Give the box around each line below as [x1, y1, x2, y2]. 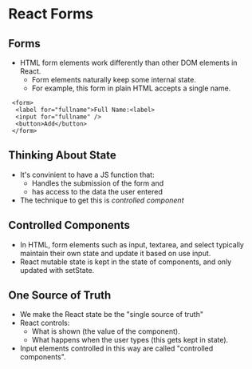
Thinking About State [8, 149, 117, 162]
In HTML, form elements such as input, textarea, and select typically [19, 239, 245, 249]
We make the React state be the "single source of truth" [19, 310, 203, 319]
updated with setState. [19, 265, 95, 275]
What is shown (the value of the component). [31, 327, 181, 336]
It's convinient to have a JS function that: [19, 170, 155, 179]
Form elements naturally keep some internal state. [31, 75, 197, 84]
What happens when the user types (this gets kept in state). [31, 335, 229, 345]
